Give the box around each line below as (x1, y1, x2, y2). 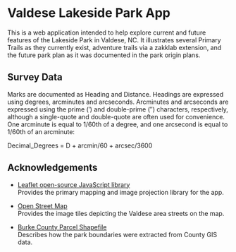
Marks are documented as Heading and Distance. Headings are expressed (7, 90, 224, 98)
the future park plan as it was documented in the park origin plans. (7, 51, 201, 59)
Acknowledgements (7, 162, 98, 174)
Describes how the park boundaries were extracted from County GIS (17, 230, 217, 239)
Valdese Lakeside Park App (7, 5, 170, 21)
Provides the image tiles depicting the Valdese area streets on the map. (17, 209, 225, 217)
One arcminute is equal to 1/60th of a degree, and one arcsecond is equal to (7, 120, 228, 128)
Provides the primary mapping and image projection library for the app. (17, 188, 224, 196)
